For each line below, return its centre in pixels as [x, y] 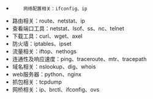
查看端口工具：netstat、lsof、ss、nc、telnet [68, 28]
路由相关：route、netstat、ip [49, 21]
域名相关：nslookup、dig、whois [54, 67]
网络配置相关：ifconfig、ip [55, 9]
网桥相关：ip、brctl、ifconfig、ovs [56, 90]
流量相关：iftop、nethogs [44, 51]
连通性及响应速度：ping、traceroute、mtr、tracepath [79, 59]
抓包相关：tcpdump [37, 82]
